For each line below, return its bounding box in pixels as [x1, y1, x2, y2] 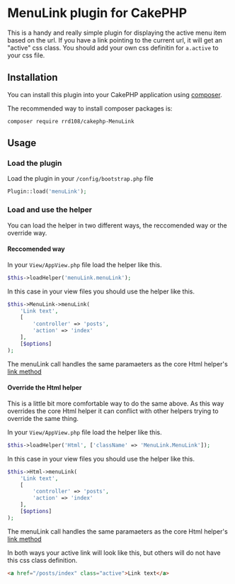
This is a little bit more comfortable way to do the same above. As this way [7, 399, 224, 408]
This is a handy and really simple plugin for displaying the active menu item [7, 28, 227, 37]
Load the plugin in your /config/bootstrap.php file [7, 174, 154, 183]
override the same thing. [7, 414, 79, 422]
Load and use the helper [7, 205, 92, 215]
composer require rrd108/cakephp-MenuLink [7, 118, 134, 125]
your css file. [7, 51, 45, 60]
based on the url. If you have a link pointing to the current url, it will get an [7, 35, 223, 44]
